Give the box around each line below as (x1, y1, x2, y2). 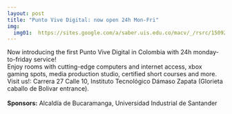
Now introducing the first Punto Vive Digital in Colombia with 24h (7, 48, 192, 56)
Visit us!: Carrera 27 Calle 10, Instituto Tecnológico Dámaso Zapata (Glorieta (7, 77, 223, 86)
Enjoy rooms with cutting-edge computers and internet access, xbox (7, 62, 202, 71)
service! (33, 56, 57, 64)
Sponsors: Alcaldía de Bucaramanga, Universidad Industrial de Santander (7, 99, 217, 107)
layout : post (7, 10, 45, 17)
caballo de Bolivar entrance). (7, 84, 90, 93)
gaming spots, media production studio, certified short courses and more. (7, 70, 217, 78)
